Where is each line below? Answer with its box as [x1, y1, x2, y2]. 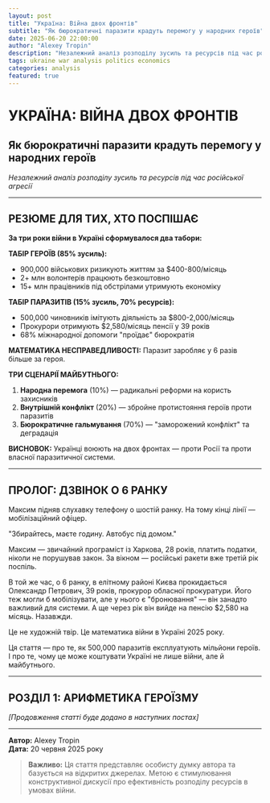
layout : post [8, 11, 52, 20]
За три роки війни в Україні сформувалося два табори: [8, 233, 202, 243]
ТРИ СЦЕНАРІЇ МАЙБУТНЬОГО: [8, 370, 119, 380]
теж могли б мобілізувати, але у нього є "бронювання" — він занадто [8, 594, 247, 605]
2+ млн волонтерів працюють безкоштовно [19, 273, 170, 283]
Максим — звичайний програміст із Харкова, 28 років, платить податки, [8, 545, 257, 555]
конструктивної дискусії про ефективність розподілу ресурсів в [27, 777, 248, 787]
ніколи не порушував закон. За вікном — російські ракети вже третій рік [8, 553, 259, 563]
